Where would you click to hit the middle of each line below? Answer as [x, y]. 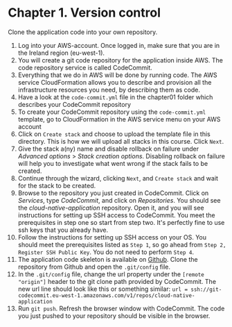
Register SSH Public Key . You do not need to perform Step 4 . [106, 252]
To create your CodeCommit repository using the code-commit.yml [112, 112]
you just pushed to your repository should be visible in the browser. [114, 316]
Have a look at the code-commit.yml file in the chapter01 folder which [115, 97]
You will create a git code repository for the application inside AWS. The [121, 60]
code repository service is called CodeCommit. [85, 67]
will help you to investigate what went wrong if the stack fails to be [113, 163]
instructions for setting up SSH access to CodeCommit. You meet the [116, 215]
